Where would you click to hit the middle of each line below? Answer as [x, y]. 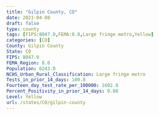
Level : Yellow [24, 97]
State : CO [19, 52]
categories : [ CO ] [28, 40]
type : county [23, 29]
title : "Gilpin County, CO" [42, 12]
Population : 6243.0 [31, 68]
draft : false [23, 23]
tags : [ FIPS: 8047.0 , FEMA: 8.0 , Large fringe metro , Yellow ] [80, 35]
